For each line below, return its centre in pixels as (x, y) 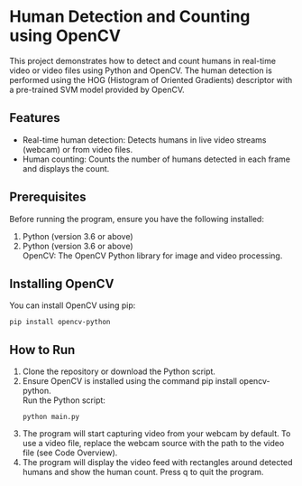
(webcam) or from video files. (78, 149)
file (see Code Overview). (70, 453)
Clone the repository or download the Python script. (119, 371)
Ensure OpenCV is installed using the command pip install (129, 381)
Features (35, 118)
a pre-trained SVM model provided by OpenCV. (97, 89)
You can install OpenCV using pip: (73, 305)
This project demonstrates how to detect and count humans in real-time (143, 61)
